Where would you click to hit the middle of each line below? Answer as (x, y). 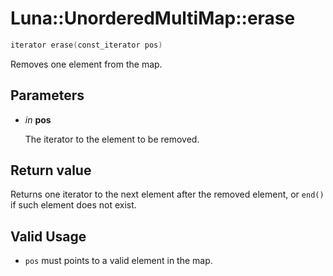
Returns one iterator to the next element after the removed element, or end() (167, 194)
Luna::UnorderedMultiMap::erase (153, 18)
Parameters (47, 95)
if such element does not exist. (73, 205)
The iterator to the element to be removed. (112, 139)
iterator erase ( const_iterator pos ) (86, 45)
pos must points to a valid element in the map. (118, 261)
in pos (38, 119)
